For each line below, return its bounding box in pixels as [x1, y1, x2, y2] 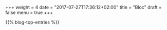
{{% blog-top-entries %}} [5, 19, 60, 25]
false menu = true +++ [5, 9, 53, 15]
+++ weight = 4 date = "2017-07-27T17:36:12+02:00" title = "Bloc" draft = [5, 4, 162, 10]
